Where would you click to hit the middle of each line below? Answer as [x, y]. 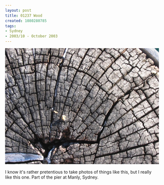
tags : [10, 26]
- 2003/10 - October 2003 [31, 36]
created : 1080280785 [26, 21]
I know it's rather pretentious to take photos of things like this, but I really [78, 172]
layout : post [18, 10]
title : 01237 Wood [24, 15]
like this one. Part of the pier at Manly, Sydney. [52, 177]
